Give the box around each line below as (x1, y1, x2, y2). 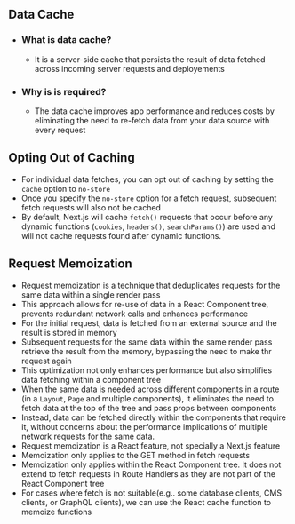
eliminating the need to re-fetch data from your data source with (34, 115, 270, 125)
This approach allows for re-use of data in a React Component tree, (20, 298, 269, 309)
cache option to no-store (20, 183, 111, 194)
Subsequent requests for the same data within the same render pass (20, 337, 273, 347)
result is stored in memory (20, 327, 117, 337)
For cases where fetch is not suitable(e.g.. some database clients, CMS (20, 488, 282, 498)
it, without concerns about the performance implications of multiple (20, 421, 268, 432)
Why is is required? (20, 85, 107, 98)
